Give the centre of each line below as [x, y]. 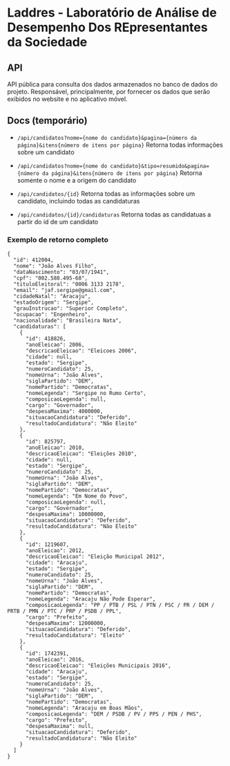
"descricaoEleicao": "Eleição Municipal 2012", [95, 557]
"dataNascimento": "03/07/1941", [61, 272]
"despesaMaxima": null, [60, 727]
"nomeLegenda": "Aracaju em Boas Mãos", [84, 708]
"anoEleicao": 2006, [55, 345]
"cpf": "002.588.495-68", [51, 278]
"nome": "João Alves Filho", [55, 266]
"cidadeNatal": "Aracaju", [52, 297]
